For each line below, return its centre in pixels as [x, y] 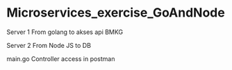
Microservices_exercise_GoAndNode [116, 13]
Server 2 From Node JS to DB [49, 45]
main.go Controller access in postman [61, 59]
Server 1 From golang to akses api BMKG [65, 32]
